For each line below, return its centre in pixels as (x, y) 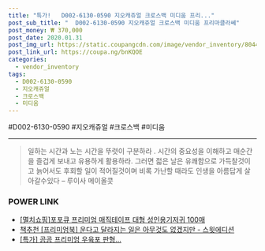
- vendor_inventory (47, 67)
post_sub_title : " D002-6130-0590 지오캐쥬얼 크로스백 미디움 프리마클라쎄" (124, 23)
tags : (17, 74)
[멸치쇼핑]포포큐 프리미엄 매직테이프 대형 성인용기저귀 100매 (112, 220)
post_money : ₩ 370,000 (45, 30)
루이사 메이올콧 (90, 181)
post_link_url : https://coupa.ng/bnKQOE (76, 52)
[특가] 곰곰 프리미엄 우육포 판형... (71, 240)
